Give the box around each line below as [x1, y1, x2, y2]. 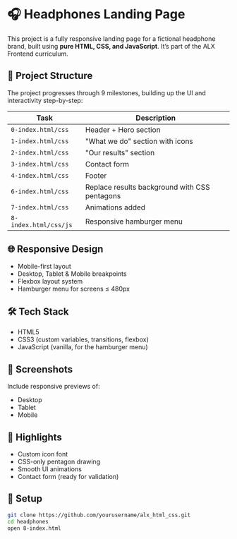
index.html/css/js [11, 221, 73, 229]
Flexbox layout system [17, 277, 83, 285]
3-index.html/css [11, 160, 69, 168]
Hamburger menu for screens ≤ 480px [17, 284, 130, 293]
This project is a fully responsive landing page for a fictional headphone [7, 34, 216, 43]
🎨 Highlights [7, 431, 62, 443]
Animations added [85, 202, 146, 212]
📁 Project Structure [7, 70, 93, 82]
